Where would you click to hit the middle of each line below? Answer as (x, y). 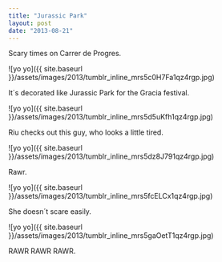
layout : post (30, 23)
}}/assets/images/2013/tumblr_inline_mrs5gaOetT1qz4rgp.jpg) (111, 236)
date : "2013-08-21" (41, 30)
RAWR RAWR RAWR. (42, 251)
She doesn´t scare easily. (50, 212)
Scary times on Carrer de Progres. (65, 54)
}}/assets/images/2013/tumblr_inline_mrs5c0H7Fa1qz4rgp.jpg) (111, 78)
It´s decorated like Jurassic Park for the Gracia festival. (99, 93)
